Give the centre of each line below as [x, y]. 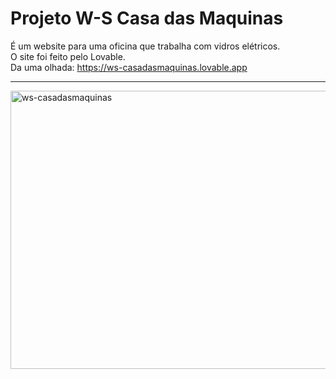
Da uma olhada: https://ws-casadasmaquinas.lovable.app [129, 67]
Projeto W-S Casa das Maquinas [147, 18]
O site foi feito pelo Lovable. [68, 56]
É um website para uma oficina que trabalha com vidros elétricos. [145, 46]
